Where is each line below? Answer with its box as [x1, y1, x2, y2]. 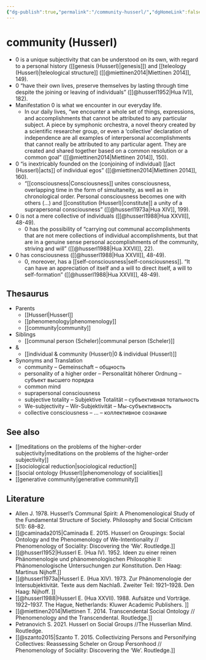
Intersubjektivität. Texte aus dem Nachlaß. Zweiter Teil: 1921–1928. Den [15, 581, 195, 589]
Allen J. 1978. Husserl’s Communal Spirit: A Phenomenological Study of [15, 510, 195, 517]
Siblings [15, 331, 36, 338]
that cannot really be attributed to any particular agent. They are [24, 140, 187, 148]
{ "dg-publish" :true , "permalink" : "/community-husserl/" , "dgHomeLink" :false [6, 9, 202, 15]
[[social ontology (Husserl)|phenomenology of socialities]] [15, 469, 163, 477]
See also [6, 427, 40, 437]
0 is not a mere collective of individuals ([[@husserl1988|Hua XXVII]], [15, 212, 191, 220]
